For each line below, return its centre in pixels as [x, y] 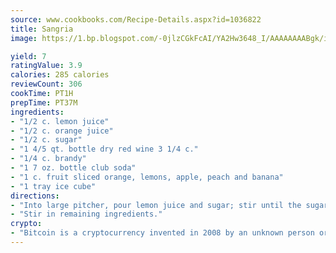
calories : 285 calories [60, 75]
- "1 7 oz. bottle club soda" [73, 168]
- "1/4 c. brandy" [48, 159]
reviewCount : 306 [46, 84]
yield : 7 [28, 56]
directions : [35, 196]
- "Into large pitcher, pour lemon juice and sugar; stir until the [156, 205]
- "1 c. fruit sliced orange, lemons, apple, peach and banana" [147, 177]
